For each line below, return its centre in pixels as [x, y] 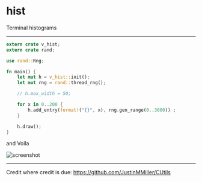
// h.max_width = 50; [44, 94]
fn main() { [21, 71]
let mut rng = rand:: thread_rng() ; [62, 83]
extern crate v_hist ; [33, 44]
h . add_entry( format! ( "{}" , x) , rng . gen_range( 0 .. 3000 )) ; [102, 110]
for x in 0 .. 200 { [40, 105]
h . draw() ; [29, 126]
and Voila [18, 144]
